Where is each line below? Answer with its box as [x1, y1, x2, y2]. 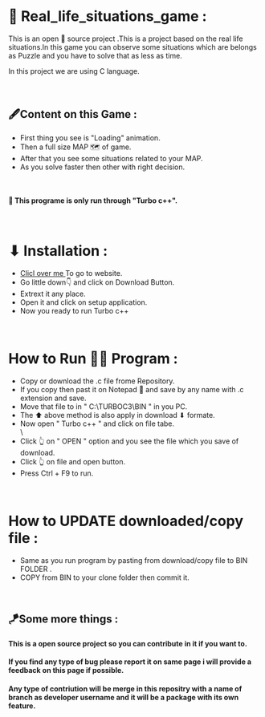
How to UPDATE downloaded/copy [8, 512, 243, 530]
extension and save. [19, 393, 87, 403]
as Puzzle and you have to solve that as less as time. [8, 51, 182, 60]
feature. [8, 701, 36, 711]
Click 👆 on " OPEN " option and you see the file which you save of [19, 436, 239, 446]
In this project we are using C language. [8, 66, 140, 75]
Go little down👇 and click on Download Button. [19, 277, 175, 287]
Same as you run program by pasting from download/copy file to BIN [19, 555, 248, 565]
